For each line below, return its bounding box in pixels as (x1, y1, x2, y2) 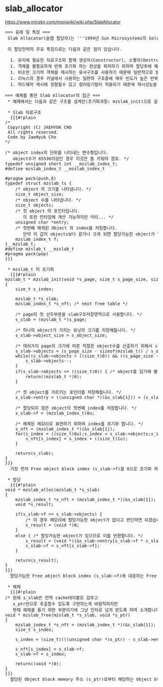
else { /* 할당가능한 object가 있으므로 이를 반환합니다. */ (15, 533, 143, 538)
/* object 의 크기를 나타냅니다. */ (15, 186, 92, 192)
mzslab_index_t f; (15, 236, 59, 242)
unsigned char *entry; (15, 219, 69, 225)
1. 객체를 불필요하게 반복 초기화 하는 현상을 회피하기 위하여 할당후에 (10, 63, 152, 69)
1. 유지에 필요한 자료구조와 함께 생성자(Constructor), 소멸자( (10, 57, 144, 63)
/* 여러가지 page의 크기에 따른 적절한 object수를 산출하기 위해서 (15, 343, 153, 348)
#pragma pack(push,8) (5, 176, 57, 181)
